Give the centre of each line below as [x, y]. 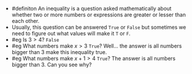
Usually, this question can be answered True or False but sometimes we [99, 27]
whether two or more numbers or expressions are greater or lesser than [99, 15]
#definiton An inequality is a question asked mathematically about [92, 9]
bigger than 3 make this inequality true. [59, 52]
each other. [26, 21]
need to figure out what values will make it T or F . [71, 33]
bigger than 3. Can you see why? [52, 65]
